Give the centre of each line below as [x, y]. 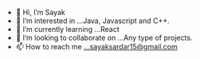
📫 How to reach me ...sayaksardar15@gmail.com [96, 47]
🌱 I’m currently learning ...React [67, 29]
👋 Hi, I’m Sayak [40, 12]
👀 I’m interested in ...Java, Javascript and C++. [92, 21]
